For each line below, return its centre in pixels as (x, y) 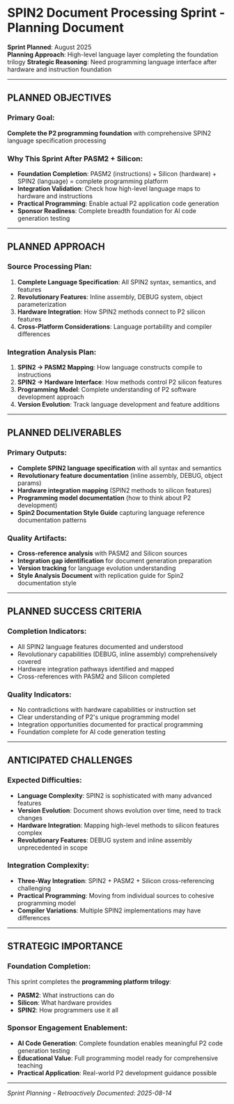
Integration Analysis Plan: (52, 352)
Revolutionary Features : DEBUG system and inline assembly (105, 840)
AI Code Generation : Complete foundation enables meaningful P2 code (120, 1043)
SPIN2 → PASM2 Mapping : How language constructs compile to (110, 367)
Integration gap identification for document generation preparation (115, 560)
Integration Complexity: (48, 866)
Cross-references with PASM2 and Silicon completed (94, 676)
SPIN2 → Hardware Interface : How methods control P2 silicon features (119, 382)
